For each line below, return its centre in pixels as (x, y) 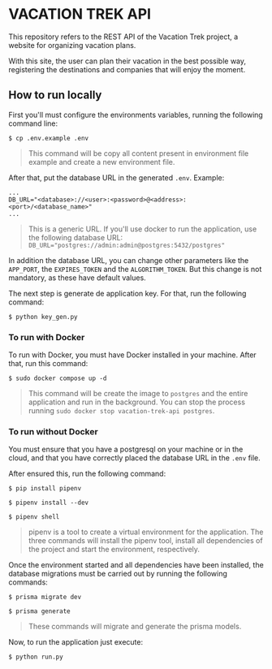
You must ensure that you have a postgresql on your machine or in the (126, 449)
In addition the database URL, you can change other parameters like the (129, 260)
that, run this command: (48, 364)
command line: (33, 123)
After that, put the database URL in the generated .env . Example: (117, 177)
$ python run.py (36, 657)
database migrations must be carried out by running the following (118, 574)
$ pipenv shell (34, 517)
